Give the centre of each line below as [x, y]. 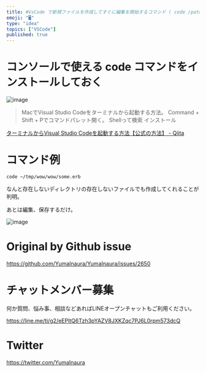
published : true [27, 35]
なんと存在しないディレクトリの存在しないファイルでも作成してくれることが [103, 189]
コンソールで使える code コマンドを [97, 67]
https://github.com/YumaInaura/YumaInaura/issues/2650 [78, 264]
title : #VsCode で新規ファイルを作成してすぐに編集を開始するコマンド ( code [96, 12]
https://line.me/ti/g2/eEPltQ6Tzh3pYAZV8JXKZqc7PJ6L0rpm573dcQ [93, 321]
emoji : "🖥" [21, 18]
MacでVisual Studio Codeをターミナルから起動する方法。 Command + [110, 112]
